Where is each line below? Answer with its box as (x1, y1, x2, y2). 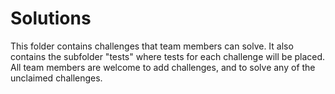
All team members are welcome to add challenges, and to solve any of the (10, 61, 316, 73)
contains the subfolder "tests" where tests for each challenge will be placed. (10, 50, 326, 62)
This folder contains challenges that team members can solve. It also (10, 40, 294, 52)
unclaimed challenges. (10, 72, 103, 84)
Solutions (10, 7, 92, 30)
